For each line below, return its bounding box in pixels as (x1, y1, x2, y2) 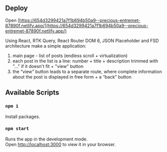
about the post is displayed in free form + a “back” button (12, 73, 132, 79)
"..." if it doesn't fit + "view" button (12, 63, 84, 69)
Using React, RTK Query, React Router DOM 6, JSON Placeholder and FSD (5, 37, 159, 43)
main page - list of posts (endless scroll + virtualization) (12, 52, 128, 58)
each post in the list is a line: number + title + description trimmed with (12, 57, 158, 64)
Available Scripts (5, 88, 59, 97)
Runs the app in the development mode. (5, 136, 88, 142)
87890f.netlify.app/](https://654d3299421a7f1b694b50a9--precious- (5, 22, 148, 28)
